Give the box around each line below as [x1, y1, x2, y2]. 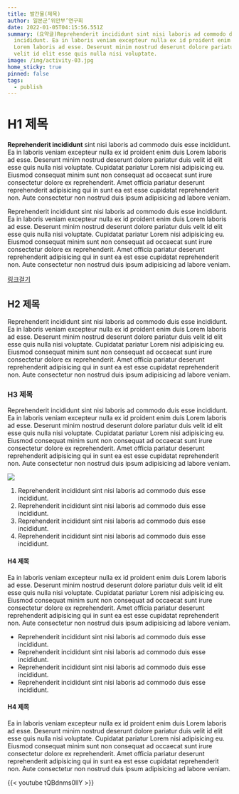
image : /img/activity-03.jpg [7, 57, 94, 64]
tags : [7, 76, 23, 84]
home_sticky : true [7, 63, 62, 71]
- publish [14, 83, 43, 91]
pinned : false [7, 70, 50, 77]
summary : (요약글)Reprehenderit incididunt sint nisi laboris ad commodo [7, 30, 226, 38]
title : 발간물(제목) [7, 10, 61, 18]
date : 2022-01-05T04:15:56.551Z [7, 24, 103, 31]
